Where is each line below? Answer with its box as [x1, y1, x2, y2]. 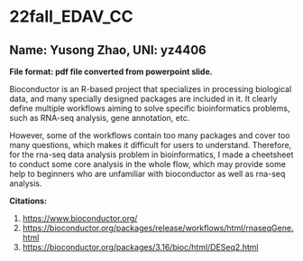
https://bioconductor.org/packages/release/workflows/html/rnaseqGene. [22, 223, 294, 233]
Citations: [9, 196, 48, 206]
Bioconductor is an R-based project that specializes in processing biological [9, 84, 292, 94]
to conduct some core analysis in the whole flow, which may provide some [9, 159, 287, 169]
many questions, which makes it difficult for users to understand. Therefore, [9, 140, 292, 150]
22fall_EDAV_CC [9, 6, 133, 27]
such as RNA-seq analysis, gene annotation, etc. [9, 113, 190, 123]
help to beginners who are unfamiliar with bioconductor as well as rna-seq [9, 169, 286, 179]
